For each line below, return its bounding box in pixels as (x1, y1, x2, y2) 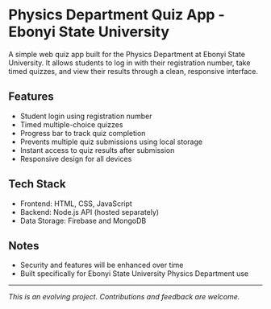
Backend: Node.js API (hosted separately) (19, 207, 160, 216)
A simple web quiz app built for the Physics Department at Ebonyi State (8, 49, 246, 59)
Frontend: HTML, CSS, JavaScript (19, 199, 133, 208)
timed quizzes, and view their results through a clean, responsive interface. (8, 66, 259, 76)
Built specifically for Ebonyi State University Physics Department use (19, 269, 249, 278)
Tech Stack (8, 177, 66, 191)
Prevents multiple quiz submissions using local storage (19, 137, 203, 146)
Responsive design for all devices (19, 154, 132, 163)
